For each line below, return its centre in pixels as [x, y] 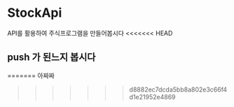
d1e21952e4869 [152, 97]
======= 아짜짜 [31, 76]
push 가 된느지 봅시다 [51, 57]
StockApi [35, 13]
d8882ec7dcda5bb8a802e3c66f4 [178, 90]
